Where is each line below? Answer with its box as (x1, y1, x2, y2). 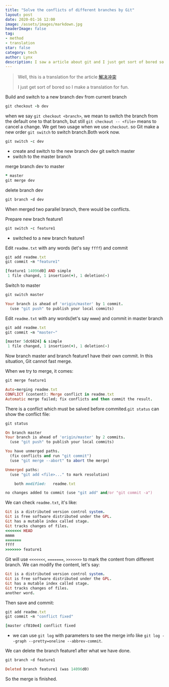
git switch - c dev (5, 139, 44, 144)
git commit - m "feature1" (5, 259, 60, 265)
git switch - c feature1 (5, 225, 56, 231)
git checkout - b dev (5, 104, 49, 109)
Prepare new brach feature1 (5, 216, 63, 222)
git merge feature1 (5, 378, 47, 383)
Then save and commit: (5, 600, 54, 606)
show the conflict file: (5, 411, 51, 417)
